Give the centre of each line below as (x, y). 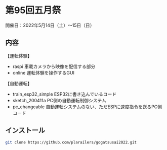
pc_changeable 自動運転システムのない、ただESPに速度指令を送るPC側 (87, 107)
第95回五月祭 (33, 10)
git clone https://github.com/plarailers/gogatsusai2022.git (71, 142)
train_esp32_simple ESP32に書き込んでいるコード (65, 94)
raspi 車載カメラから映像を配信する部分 (54, 66)
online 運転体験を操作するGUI (44, 72)
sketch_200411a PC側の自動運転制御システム (59, 100)
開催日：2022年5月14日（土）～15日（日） (50, 25)
